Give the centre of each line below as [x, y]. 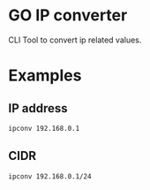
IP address [38, 108]
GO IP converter [68, 15]
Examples [45, 76]
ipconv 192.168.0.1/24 [50, 176]
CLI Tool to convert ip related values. [75, 40]
